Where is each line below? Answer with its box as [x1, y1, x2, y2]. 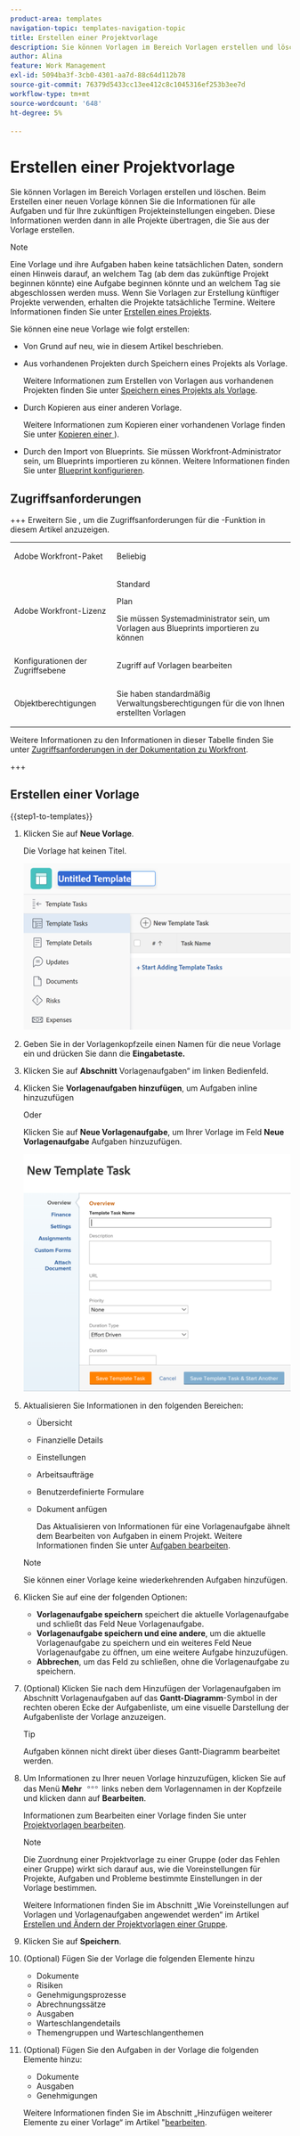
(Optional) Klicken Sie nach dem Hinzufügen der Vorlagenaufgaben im [22, 1682, 281, 1693]
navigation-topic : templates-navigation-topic [10, 23, 186, 33]
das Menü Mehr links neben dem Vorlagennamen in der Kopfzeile [22, 1783, 282, 1794]
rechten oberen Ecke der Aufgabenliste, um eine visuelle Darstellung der [22, 1702, 289, 1713]
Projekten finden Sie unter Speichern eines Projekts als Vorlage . [22, 385, 258, 396]
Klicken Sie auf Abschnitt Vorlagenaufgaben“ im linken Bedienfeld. [22, 1066, 270, 1076]
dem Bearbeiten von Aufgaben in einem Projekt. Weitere [36, 1530, 243, 1541]
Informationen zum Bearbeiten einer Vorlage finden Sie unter [22, 1810, 247, 1821]
